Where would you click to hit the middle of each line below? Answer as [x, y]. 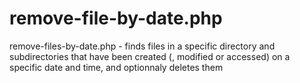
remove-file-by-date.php [116, 18]
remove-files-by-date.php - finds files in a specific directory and [142, 46]
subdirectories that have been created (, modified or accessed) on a [150, 56]
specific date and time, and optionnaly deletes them [116, 67]
